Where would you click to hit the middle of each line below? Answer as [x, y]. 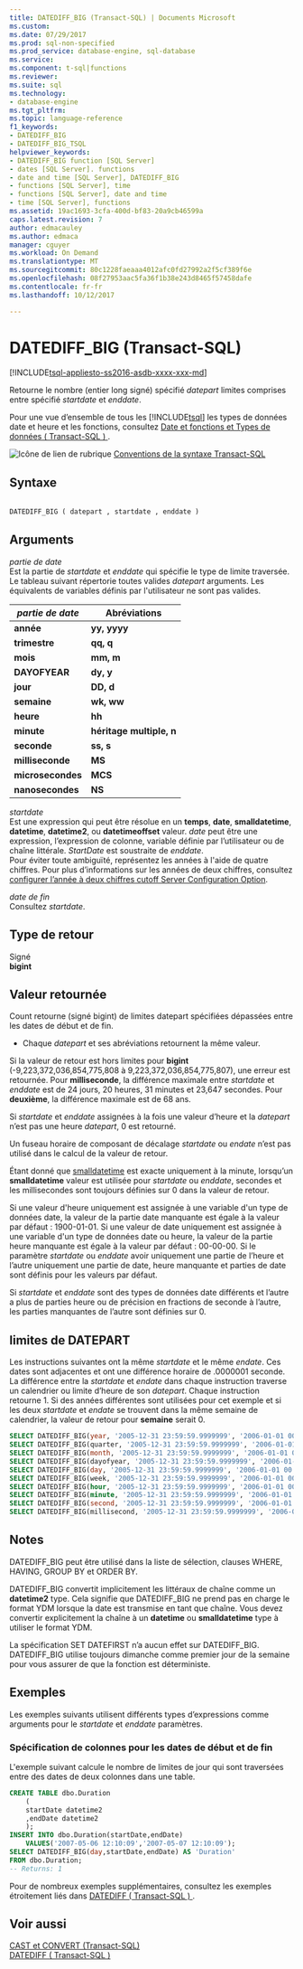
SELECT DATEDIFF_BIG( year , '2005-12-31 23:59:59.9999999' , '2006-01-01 [147, 1437]
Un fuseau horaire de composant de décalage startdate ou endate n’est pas [150, 1144]
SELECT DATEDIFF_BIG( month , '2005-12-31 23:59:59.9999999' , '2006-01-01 [149, 1453]
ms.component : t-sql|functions [68, 69]
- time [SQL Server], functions [70, 203]
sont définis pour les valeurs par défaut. [83, 1275]
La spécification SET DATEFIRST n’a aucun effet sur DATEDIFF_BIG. [134, 1644]
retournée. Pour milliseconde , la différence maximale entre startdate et [142, 1080]
